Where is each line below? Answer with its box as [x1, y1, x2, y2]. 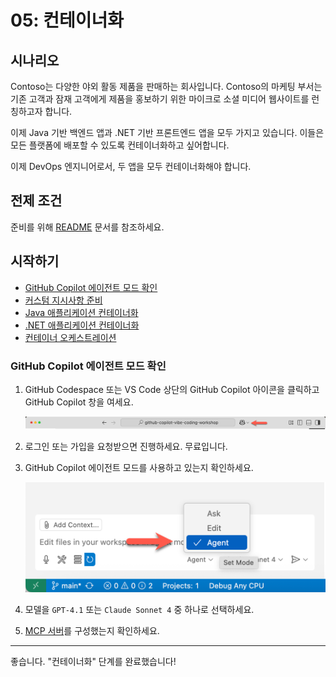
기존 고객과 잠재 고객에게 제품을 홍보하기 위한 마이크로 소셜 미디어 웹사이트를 [10, 93, 310, 105]
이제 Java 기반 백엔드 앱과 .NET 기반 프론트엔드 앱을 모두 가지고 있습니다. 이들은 [10, 127, 325, 138]
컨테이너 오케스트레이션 [24, 331, 117, 343]
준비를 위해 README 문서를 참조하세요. [10, 221, 165, 233]
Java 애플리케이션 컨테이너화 [24, 306, 139, 318]
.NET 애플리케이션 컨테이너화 [24, 319, 140, 331]
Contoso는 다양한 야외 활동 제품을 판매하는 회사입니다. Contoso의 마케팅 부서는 [10, 81, 323, 92]
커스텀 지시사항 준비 [24, 294, 103, 306]
